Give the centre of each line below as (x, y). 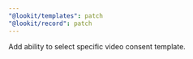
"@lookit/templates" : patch (56, 16)
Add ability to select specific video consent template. (97, 46)
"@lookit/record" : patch (50, 23)
